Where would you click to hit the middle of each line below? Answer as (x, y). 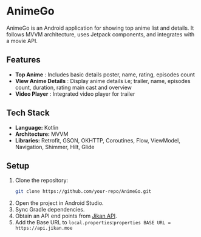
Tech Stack (28, 113)
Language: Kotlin (37, 127)
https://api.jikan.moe (44, 229)
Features (23, 60)
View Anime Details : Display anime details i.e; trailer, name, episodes (103, 81)
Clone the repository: (42, 181)
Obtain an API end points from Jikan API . (66, 216)
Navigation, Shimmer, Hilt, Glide (55, 147)
